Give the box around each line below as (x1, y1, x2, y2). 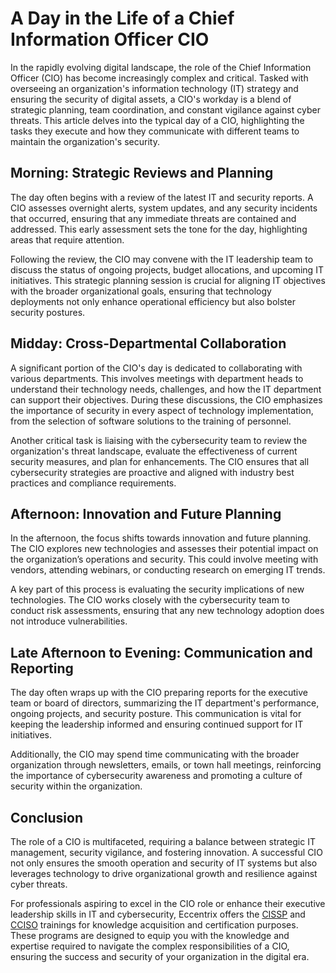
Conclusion (10, 809, 84, 826)
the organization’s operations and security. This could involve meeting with (10, 553, 319, 566)
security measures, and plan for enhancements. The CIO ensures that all (10, 455, 310, 467)
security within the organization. (10, 780, 143, 792)
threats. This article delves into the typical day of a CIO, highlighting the (10, 114, 305, 126)
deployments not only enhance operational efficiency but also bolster (10, 295, 296, 307)
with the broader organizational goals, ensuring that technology (10, 285, 272, 297)
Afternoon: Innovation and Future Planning (10, 505, 282, 522)
